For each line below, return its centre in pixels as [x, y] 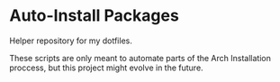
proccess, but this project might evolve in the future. [107, 68]
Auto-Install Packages [95, 16]
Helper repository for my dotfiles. [71, 41]
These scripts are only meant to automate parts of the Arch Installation [140, 58]
